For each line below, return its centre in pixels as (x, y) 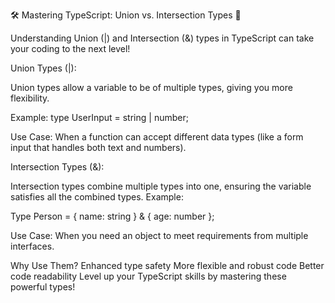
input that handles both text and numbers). (98, 147)
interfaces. (32, 246)
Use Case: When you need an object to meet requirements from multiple (159, 235)
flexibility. (30, 98)
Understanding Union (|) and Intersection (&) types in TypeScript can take (162, 38)
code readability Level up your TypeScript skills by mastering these (148, 276)
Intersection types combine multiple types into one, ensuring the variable (161, 186)
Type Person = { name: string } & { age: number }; (112, 216)
